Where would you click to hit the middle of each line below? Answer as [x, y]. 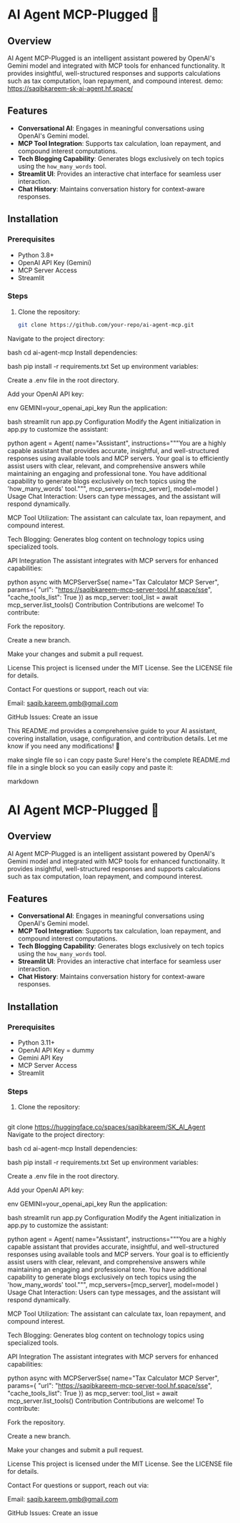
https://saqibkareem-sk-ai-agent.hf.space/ [70, 88]
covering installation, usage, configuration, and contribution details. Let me [117, 738]
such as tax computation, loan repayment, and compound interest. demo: [115, 81]
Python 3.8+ [36, 255]
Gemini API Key [40, 1058]
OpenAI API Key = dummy [56, 1051]
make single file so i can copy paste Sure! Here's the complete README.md [119, 760]
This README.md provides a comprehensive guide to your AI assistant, [112, 730]
